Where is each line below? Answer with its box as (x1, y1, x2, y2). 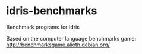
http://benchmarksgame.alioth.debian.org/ (6, 41, 110, 48)
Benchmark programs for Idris (6, 23, 80, 31)
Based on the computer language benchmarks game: (6, 35, 137, 42)
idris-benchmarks (6, 4, 97, 18)
